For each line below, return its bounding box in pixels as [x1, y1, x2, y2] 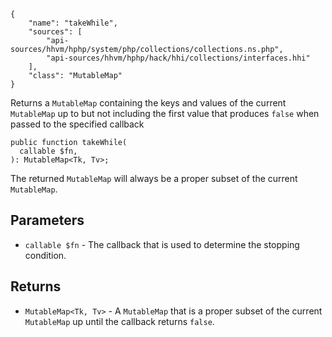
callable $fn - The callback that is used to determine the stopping [24, 238, 300, 250]
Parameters [10, 212, 85, 229]
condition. [24, 249, 67, 261]
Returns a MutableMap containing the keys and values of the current [10, 97, 287, 109]
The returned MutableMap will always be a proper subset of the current [10, 173, 298, 184]
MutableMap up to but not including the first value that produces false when [10, 108, 320, 119]
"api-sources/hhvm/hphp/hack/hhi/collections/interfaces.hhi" [46, 53, 311, 63]
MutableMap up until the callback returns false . [24, 315, 215, 327]
